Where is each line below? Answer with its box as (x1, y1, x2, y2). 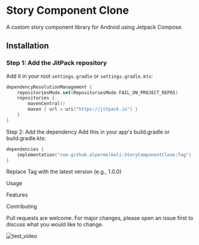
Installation (6, 41, 49, 51)
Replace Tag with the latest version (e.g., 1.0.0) (6, 168, 122, 176)
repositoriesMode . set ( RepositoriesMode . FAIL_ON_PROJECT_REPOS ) (17, 89, 179, 96)
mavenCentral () (28, 101, 66, 107)
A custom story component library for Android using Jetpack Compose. (6, 23, 183, 31)
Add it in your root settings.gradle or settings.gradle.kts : (6, 72, 153, 80)
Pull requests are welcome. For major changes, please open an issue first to (6, 214, 194, 222)
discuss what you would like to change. (6, 221, 104, 228)
